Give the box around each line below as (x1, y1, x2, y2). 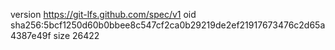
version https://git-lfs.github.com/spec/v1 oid (10, 9, 197, 20)
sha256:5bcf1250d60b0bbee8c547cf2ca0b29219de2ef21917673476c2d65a (10, 19, 326, 31)
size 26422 (53, 30, 100, 41)
